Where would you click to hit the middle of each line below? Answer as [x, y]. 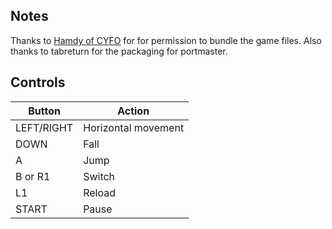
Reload [99, 192]
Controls [38, 82]
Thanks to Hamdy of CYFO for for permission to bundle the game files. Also [166, 40]
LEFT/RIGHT [44, 127]
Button [44, 111]
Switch [99, 176]
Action [133, 111]
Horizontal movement [134, 127]
